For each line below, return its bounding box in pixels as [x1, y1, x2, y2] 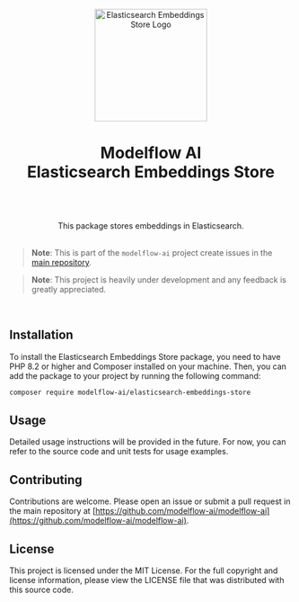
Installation [9, 328, 74, 343]
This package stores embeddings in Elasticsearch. [57, 220, 244, 231]
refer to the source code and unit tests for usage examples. [9, 446, 229, 457]
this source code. [9, 584, 74, 596]
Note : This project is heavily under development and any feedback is [31, 274, 287, 285]
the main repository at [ [9, 506, 96, 517]
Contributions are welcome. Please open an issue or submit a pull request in [9, 496, 291, 507]
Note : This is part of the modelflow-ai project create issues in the [31, 247, 273, 258]
